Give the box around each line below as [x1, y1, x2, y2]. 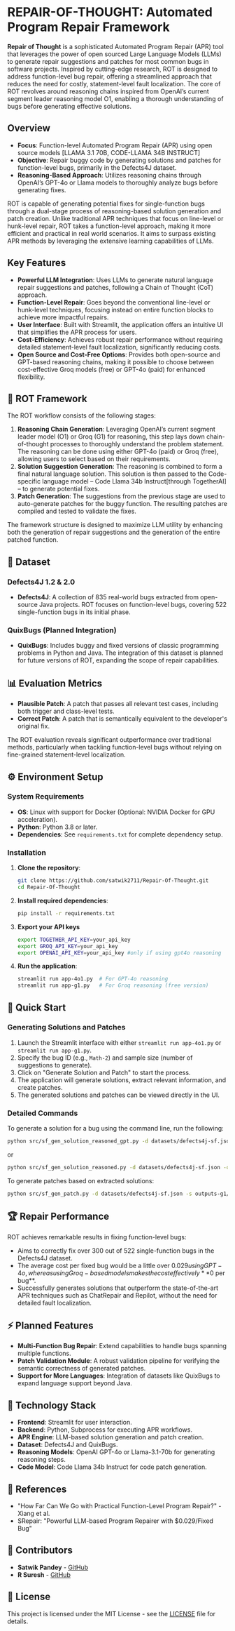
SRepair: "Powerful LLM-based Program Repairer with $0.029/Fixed [17, 1517, 213, 1525]
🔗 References [7, 1483, 67, 1495]
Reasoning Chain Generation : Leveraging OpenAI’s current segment [17, 425, 215, 434]
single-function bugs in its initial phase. [17, 608, 131, 616]
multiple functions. [17, 1349, 71, 1358]
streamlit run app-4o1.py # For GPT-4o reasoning [17, 976, 169, 983]
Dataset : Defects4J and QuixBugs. [17, 1440, 118, 1449]
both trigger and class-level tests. [17, 707, 115, 716]
